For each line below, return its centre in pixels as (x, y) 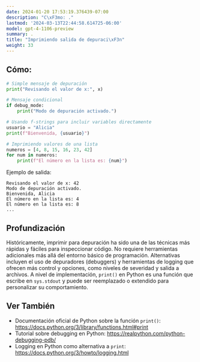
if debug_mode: (25, 106)
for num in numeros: (32, 155)
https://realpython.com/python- (146, 333)
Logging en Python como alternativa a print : (70, 346)
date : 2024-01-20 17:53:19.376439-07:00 (58, 12)
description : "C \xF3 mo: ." (40, 17)
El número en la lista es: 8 (43, 204)
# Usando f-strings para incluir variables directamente (79, 122)
